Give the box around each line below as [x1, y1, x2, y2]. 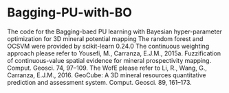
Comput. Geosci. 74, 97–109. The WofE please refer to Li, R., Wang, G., [7, 64, 208, 72]
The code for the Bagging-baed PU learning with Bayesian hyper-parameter [7, 27, 222, 36]
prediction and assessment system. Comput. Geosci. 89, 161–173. [7, 78, 193, 86]
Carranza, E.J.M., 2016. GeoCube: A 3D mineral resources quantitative [7, 70, 206, 79]
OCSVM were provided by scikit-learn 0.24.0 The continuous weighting [7, 42, 210, 50]
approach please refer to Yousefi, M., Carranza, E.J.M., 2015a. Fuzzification [7, 49, 221, 57]
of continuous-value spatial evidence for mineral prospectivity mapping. [7, 56, 212, 64]
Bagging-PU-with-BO [7, 5, 133, 21]
